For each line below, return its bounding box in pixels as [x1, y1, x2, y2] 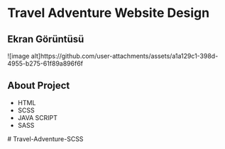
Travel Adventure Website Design [7, 5, 210, 21]
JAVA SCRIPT [17, 113, 58, 121]
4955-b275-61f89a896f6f [7, 59, 84, 68]
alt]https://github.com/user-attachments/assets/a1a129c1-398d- [31, 52, 219, 60]
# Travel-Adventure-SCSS [7, 134, 84, 143]
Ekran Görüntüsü [7, 33, 84, 45]
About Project [7, 80, 70, 92]
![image [7, 52, 30, 60]
